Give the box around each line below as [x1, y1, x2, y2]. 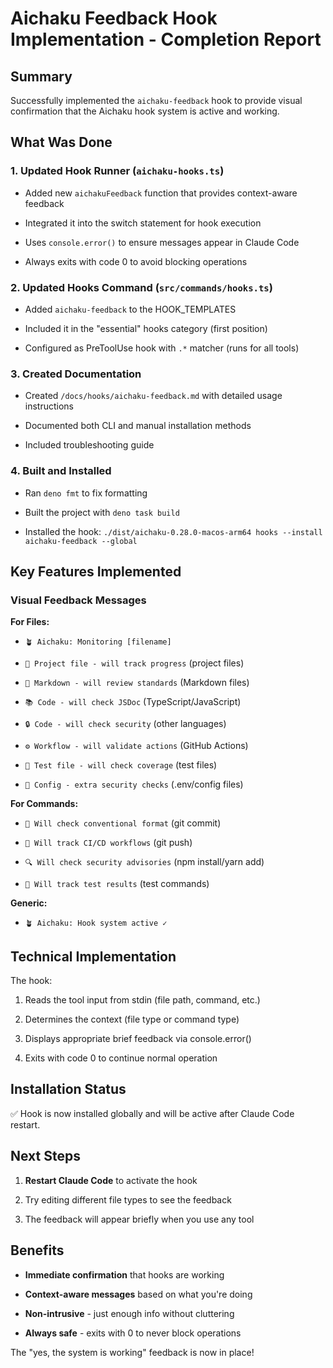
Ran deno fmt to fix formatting [24, 487, 148, 499]
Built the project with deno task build [24, 506, 180, 518]
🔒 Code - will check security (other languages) [24, 718, 227, 730]
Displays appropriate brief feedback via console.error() [24, 1033, 252, 1045]
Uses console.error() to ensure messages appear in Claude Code [24, 236, 300, 248]
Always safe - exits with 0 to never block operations [24, 1327, 242, 1339]
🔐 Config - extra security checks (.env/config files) [24, 778, 244, 791]
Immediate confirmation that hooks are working [24, 1268, 225, 1281]
